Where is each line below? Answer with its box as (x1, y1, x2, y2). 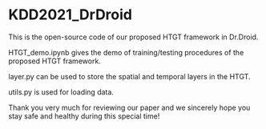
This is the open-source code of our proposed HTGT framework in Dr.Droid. (8, 32, 259, 42)
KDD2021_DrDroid (8, 6, 132, 24)
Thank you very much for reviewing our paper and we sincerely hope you (8, 103, 251, 112)
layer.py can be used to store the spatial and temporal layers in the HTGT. (8, 71, 251, 81)
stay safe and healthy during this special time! (8, 111, 160, 121)
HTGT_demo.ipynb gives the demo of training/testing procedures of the (8, 47, 244, 57)
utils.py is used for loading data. (8, 87, 115, 97)
